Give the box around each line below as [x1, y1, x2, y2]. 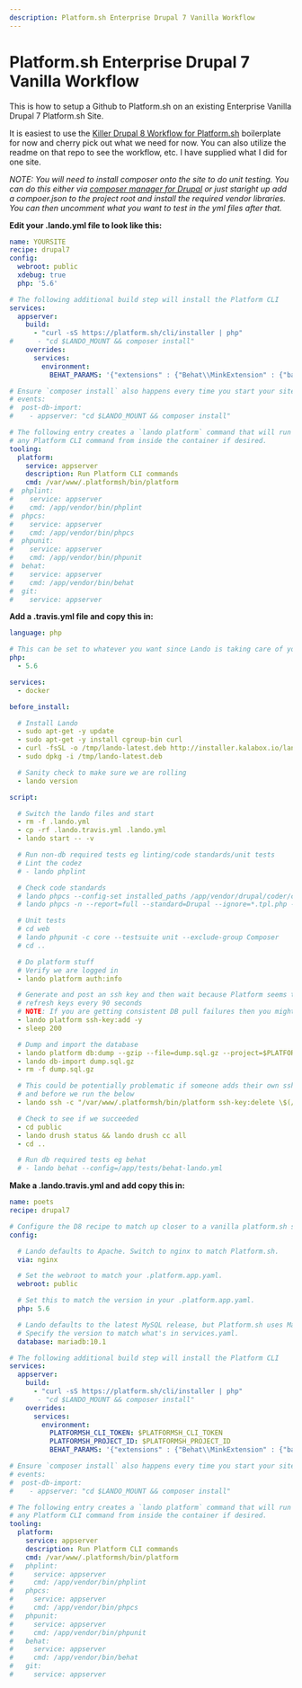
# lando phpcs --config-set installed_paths [17, 892, 187, 901]
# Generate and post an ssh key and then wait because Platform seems [17, 991, 288, 999]
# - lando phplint [17, 866, 87, 876]
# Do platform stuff [17, 957, 94, 966]
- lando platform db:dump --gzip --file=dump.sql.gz [17, 1048, 219, 1057]
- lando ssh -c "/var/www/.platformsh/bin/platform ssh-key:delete [17, 1098, 276, 1107]
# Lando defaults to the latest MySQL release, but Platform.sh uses [17, 1320, 283, 1329]
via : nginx [17, 1255, 58, 1264]
